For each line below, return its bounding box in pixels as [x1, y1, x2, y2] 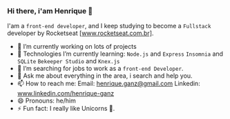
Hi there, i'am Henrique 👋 [7, 6, 93, 16]
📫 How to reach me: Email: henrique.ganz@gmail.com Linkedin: [17, 79, 200, 88]
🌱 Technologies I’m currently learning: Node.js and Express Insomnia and [17, 50, 223, 58]
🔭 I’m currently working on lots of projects [17, 43, 137, 51]
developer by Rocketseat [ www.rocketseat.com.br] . [7, 29, 154, 37]
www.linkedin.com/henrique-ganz [17, 89, 115, 98]
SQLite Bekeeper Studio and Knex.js [17, 57, 120, 65]
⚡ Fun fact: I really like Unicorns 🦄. [17, 105, 115, 113]
